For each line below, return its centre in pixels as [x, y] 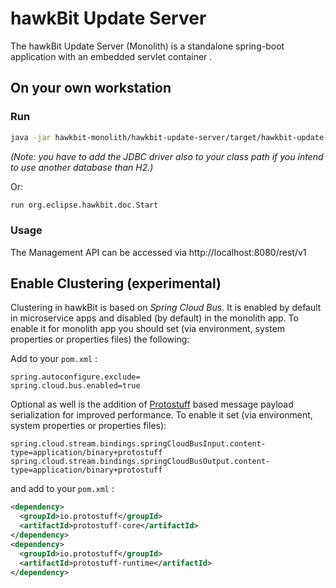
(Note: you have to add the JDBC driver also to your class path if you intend [167, 156]
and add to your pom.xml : [62, 489]
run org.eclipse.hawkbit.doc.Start [84, 205]
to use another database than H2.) [82, 167]
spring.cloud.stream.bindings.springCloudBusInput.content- [138, 444]
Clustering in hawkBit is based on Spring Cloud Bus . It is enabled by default [166, 308]
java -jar [31, 137]
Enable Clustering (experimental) [116, 283]
